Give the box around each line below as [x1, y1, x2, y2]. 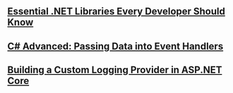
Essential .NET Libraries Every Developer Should [7, 6, 226, 17]
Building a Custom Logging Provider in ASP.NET [7, 64, 222, 76]
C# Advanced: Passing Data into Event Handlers [7, 40, 224, 52]
